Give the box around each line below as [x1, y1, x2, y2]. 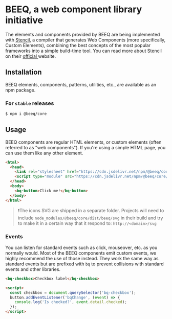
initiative [5, 14, 44, 26]
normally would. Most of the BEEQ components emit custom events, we [5, 249, 157, 256]
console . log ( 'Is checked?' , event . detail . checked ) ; [14, 300, 127, 305]
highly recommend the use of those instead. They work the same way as [5, 255, 159, 261]
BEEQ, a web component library [5, 4, 142, 15]
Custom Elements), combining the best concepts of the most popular [5, 42, 151, 48]
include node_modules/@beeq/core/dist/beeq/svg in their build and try [17, 215, 163, 221]
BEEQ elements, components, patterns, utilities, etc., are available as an [5, 81, 157, 87]
